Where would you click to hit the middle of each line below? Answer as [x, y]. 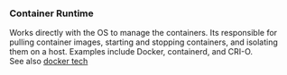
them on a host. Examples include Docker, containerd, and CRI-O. [131, 52]
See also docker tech [49, 62]
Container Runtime [51, 13]
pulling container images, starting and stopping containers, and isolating [143, 42]
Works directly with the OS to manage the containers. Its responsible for [143, 33]
